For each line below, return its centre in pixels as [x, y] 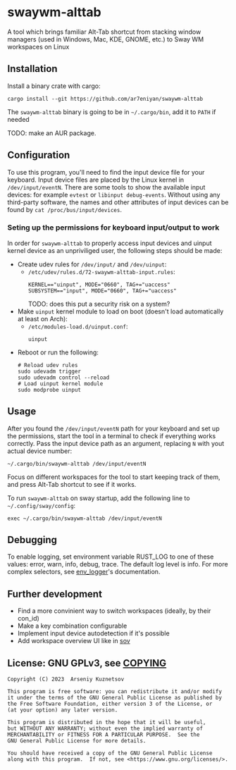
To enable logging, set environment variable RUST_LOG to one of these [111, 557]
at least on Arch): [43, 318]
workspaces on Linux [38, 46]
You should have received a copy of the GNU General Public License [110, 753]
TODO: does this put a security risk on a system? [99, 304]
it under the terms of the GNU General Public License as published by [114, 698]
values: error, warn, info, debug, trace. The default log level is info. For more [118, 564]
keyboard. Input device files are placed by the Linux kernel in [96, 180]
